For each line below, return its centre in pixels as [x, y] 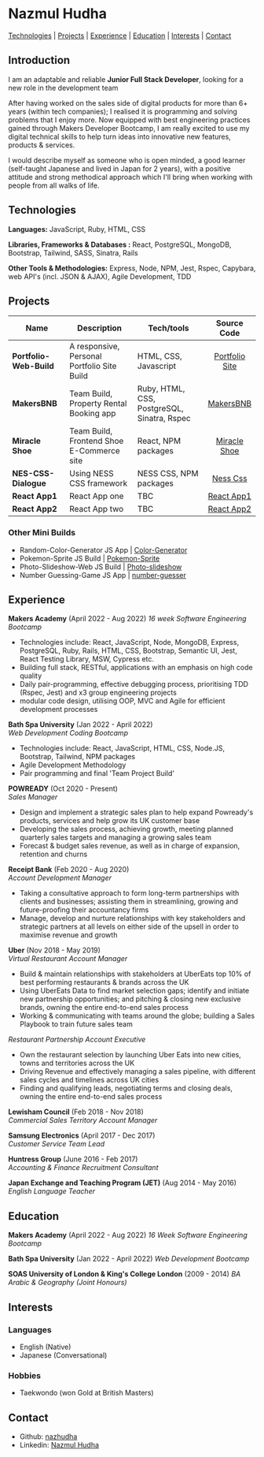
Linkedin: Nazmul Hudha [59, 1445]
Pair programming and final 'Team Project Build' [97, 773]
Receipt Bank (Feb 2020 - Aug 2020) [69, 870]
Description [100, 328]
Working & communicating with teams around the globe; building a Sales [137, 1016]
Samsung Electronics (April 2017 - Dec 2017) [82, 1135]
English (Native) [45, 1347]
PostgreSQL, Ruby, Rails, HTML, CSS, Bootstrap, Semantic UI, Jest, [128, 650]
